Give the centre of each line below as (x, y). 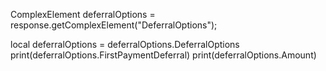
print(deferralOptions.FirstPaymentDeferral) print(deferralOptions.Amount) (163, 55)
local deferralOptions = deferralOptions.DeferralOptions (125, 44)
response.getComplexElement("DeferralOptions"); (114, 25)
